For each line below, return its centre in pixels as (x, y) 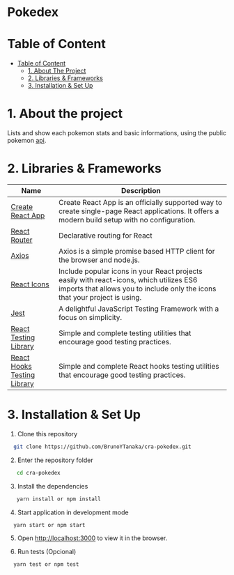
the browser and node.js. (99, 260)
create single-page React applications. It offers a (139, 211)
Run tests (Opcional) (47, 552)
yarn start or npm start (49, 525)
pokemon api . (27, 141)
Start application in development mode (73, 512)
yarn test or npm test (46, 565)
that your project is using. (100, 297)
